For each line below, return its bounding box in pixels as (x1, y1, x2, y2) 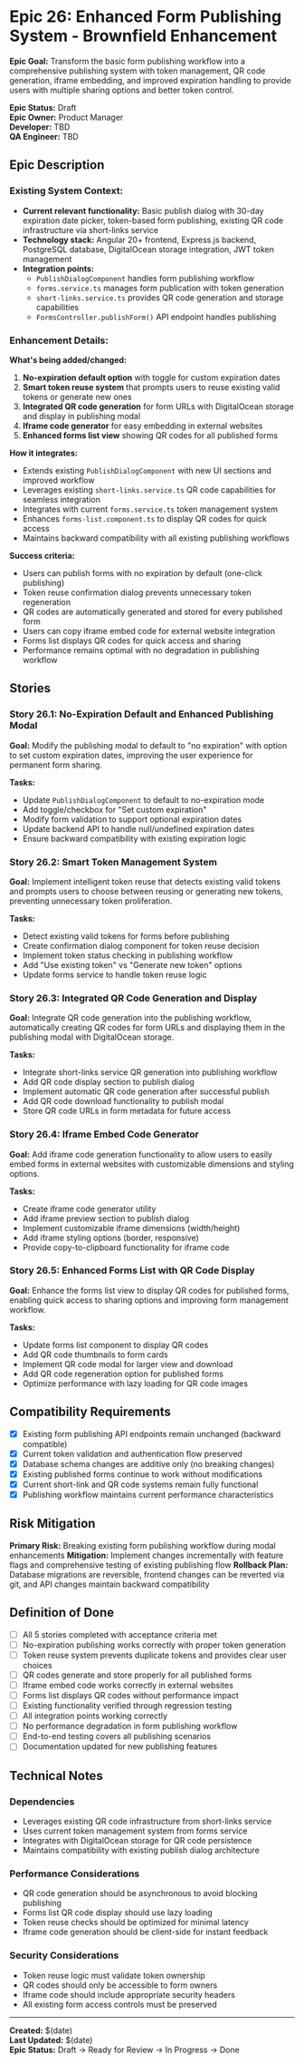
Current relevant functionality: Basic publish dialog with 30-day (22, 205, 264, 216)
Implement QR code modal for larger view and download (22, 1358, 233, 1369)
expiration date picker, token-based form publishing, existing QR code (22, 215, 284, 226)
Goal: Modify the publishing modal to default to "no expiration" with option (9, 739, 288, 750)
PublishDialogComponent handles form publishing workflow (35, 272, 255, 283)
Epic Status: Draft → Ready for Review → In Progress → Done (9, 2044, 240, 2055)
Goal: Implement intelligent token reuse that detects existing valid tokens (9, 875, 281, 886)
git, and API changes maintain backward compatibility (9, 1579, 210, 1590)
